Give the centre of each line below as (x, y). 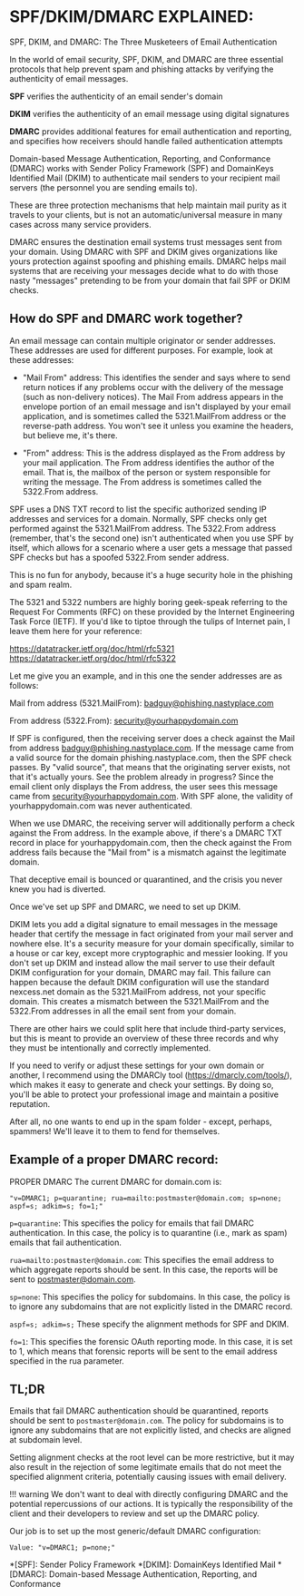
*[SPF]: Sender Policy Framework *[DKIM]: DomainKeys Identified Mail (142, 1565)
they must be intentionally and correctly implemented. (110, 1048)
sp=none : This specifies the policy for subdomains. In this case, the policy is (150, 1297)
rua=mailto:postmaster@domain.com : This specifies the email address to (142, 1259)
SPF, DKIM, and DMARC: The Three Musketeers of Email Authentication (143, 42)
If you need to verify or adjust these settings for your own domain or (137, 1065)
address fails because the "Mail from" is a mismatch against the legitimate (148, 852)
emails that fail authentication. (66, 1242)
